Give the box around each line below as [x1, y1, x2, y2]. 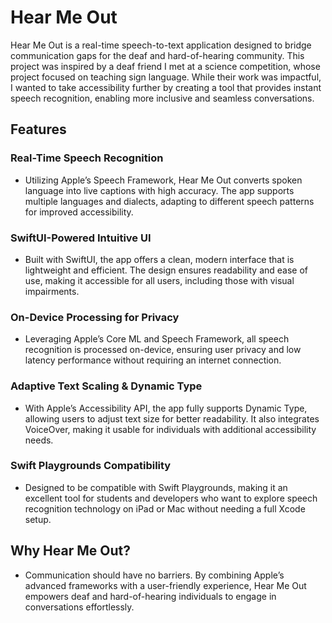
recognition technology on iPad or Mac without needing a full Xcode [24, 502, 306, 515]
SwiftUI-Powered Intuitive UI [10, 231, 152, 245]
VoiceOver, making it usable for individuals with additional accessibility [24, 423, 317, 435]
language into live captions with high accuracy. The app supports [24, 184, 295, 196]
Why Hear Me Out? [10, 542, 131, 560]
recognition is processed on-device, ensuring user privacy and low [24, 344, 302, 356]
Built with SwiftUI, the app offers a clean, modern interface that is [24, 253, 295, 265]
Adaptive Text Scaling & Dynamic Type [10, 379, 203, 393]
